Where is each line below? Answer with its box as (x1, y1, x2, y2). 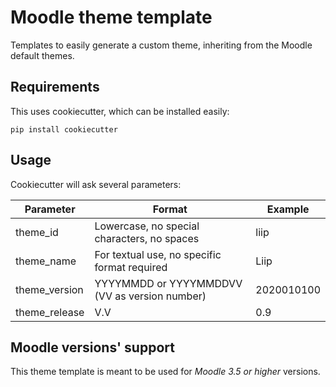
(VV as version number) (94, 289, 207, 303)
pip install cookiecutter (10, 124, 118, 135)
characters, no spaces (94, 231, 200, 245)
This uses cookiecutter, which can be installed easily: (10, 105, 230, 117)
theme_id (15, 225, 59, 239)
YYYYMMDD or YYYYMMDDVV (94, 276, 243, 290)
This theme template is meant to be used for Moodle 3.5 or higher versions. (10, 366, 321, 378)
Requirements (10, 79, 100, 96)
